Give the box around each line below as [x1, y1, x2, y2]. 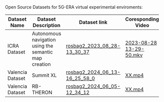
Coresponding [125, 16, 160, 23]
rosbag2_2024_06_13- [65, 69, 121, 76]
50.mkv [125, 51, 143, 58]
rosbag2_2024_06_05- [65, 83, 121, 90]
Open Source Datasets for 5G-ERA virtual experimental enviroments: [5, 4, 143, 10]
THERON [31, 89, 53, 96]
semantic [31, 49, 53, 55]
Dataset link [79, 19, 108, 25]
